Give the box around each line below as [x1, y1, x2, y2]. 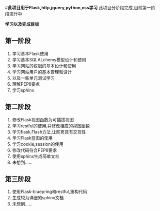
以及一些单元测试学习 [12, 75, 55, 81]
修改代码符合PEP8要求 [12, 147, 57, 153]
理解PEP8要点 [12, 81, 40, 87]
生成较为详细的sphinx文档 [12, 195, 64, 201]
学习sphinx [12, 87, 34, 93]
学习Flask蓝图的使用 [12, 135, 53, 141]
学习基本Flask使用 [12, 51, 48, 57]
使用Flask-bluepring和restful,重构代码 [12, 189, 87, 194]
